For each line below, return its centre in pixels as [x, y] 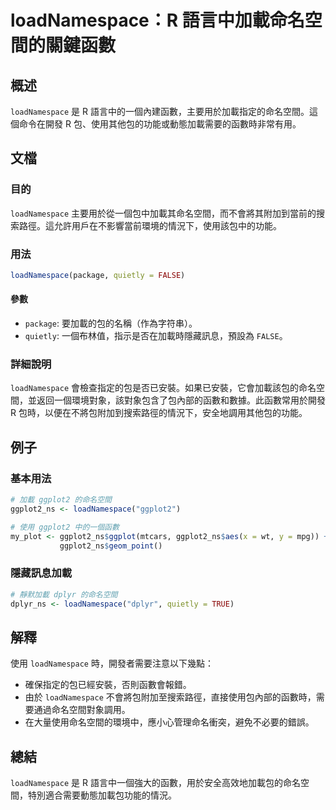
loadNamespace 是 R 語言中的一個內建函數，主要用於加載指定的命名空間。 [160, 111]
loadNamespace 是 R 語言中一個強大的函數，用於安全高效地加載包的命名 [155, 783]
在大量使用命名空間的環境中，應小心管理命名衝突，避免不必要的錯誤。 [169, 722]
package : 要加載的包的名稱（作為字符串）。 [111, 323]
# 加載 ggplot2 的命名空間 [61, 500]
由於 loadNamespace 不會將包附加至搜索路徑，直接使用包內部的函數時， [170, 697]
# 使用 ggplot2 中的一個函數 [65, 527]
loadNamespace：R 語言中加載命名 [157, 20]
